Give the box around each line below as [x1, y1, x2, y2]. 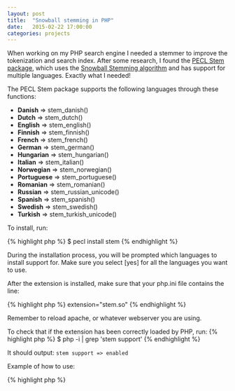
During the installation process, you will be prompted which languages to [7, 251, 218, 259]
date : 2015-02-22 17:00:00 [7, 23, 92, 30]
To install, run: [7, 224, 48, 232]
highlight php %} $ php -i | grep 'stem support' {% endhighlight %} [7, 335, 201, 343]
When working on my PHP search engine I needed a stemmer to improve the [7, 49, 228, 57]
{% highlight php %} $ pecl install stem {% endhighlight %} [7, 238, 178, 246]
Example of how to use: [7, 362, 76, 371]
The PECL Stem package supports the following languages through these [7, 85, 219, 93]
